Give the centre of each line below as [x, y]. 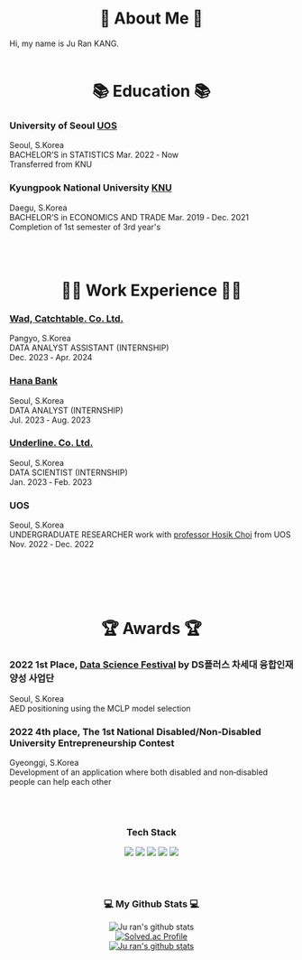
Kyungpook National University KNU [91, 188]
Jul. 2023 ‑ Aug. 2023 [50, 420]
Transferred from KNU [51, 164]
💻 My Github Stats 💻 [151, 904]
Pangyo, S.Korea [41, 339]
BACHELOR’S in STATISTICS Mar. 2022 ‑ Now [94, 155]
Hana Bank [34, 381]
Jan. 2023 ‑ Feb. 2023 [51, 481]
